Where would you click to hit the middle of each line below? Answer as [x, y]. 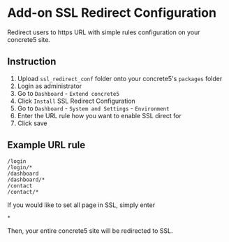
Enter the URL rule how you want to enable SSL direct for [99, 115]
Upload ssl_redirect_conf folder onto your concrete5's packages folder [120, 78]
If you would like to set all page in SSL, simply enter [81, 205]
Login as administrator [50, 86]
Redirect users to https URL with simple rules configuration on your [104, 32]
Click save [32, 123]
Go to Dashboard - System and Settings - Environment [93, 108]
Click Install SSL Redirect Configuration [76, 101]
